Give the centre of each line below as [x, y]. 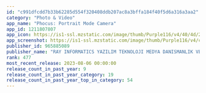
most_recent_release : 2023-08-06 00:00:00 [61, 63]
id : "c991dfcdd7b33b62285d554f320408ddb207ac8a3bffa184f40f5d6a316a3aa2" [103, 12]
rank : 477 [19, 58]
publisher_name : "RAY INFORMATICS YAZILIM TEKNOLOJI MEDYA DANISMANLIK [100, 52]
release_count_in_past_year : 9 [46, 69]
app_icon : [19, 35]
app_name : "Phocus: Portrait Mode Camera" [61, 23]
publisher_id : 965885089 [38, 46]
